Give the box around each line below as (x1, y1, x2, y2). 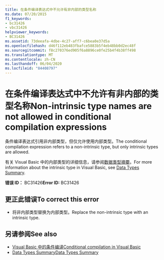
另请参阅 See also (5, 230, 57, 239)
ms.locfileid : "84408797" (5, 66, 57, 71)
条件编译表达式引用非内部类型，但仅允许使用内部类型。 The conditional (5, 138, 147, 144)
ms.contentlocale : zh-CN (5, 57, 55, 62)
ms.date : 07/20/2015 (5, 12, 47, 17)
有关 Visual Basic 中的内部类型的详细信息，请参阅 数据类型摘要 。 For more (5, 159, 152, 165)
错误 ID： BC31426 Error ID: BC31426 (5, 180, 79, 186)
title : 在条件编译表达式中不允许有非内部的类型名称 (5, 7, 96, 12)
